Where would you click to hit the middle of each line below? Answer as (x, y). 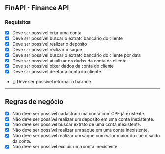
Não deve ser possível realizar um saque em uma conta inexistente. (81, 130)
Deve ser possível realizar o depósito (50, 44)
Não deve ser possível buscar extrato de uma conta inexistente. (77, 124)
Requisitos (18, 22)
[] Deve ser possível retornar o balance (52, 82)
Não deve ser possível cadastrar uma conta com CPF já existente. (79, 113)
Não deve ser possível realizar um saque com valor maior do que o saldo (86, 136)
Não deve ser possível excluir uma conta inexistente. (66, 147)
